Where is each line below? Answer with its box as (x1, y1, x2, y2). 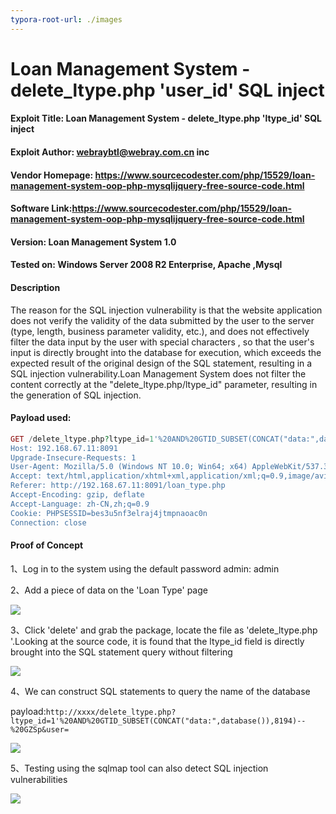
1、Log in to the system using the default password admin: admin (10, 562, 280, 575)
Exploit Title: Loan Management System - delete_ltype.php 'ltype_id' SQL (10, 112, 322, 125)
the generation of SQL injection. (10, 389, 142, 401)
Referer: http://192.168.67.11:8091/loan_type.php (10, 481, 226, 491)
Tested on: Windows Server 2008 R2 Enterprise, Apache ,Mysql (10, 259, 283, 271)
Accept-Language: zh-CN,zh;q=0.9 (10, 499, 150, 509)
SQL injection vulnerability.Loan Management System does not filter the (10, 367, 307, 380)
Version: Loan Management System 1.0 (10, 236, 177, 248)
